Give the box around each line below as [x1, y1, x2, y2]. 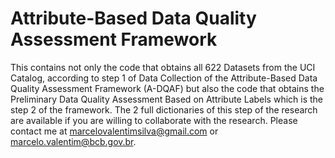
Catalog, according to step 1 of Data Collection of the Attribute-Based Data [10, 72, 318, 84]
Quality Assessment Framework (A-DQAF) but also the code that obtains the [10, 82, 325, 94]
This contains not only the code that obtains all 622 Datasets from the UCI [10, 61, 316, 73]
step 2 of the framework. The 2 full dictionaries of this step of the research [10, 103, 318, 116]
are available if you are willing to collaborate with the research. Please [10, 114, 298, 126]
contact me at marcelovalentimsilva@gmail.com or [10, 125, 219, 137]
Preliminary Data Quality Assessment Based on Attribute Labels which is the [10, 93, 324, 105]
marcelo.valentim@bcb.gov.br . [10, 135, 137, 147]
